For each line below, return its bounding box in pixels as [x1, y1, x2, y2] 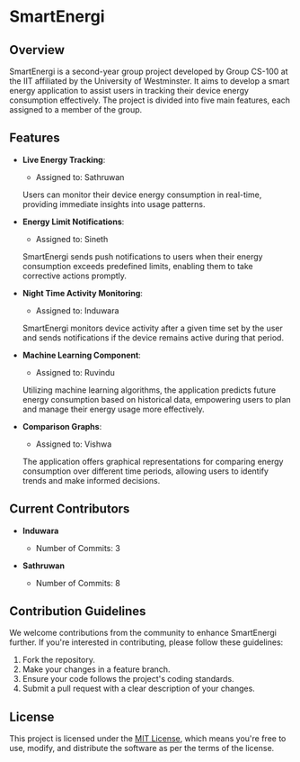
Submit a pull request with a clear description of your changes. [22, 683, 256, 694]
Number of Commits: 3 [35, 542, 121, 553]
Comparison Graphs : [22, 421, 102, 431]
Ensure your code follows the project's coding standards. [22, 674, 235, 685]
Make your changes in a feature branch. [22, 664, 171, 675]
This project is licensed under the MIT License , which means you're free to [9, 733, 287, 744]
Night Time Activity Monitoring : [22, 287, 144, 298]
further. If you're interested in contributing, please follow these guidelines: [9, 637, 284, 648]
